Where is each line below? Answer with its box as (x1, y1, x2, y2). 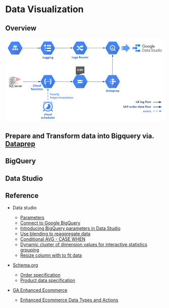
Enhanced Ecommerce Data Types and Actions (20, 297, 118, 303)
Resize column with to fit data (20, 252, 82, 258)
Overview (5, 24, 37, 32)
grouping (20, 247, 39, 253)
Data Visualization (5, 4, 84, 15)
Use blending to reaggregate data (20, 231, 91, 237)
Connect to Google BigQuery (20, 220, 81, 226)
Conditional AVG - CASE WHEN (20, 236, 86, 242)
